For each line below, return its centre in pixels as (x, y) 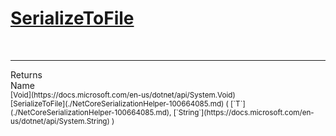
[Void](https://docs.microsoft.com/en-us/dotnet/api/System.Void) (123, 95)
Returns (26, 74)
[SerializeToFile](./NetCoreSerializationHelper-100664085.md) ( (119, 103)
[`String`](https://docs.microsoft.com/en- (244, 112)
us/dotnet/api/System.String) (60, 121)
